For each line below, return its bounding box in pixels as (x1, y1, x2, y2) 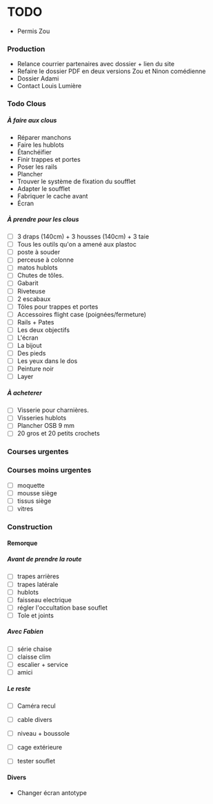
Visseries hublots (17, 414, 67, 422)
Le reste (7, 684, 31, 692)
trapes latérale (17, 580, 59, 588)
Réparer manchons (17, 134, 72, 142)
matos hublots (17, 263, 58, 272)
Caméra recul (17, 702, 57, 710)
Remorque (7, 539, 38, 548)
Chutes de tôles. (17, 271, 64, 280)
